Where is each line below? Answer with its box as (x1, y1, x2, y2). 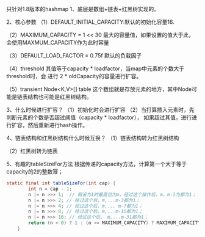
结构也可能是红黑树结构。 (27, 93, 92, 100)
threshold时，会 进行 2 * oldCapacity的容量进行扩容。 (6, 73, 142, 79)
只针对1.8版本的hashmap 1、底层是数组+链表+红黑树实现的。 (6, 5, 160, 12)
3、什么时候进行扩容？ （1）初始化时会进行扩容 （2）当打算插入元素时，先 (6, 106, 195, 113)
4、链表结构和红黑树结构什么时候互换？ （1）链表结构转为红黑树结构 (6, 134, 179, 142)
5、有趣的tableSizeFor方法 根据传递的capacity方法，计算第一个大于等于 (6, 161, 187, 167)
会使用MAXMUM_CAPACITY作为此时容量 (6, 39, 109, 46)
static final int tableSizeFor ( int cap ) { (6, 180, 116, 186)
